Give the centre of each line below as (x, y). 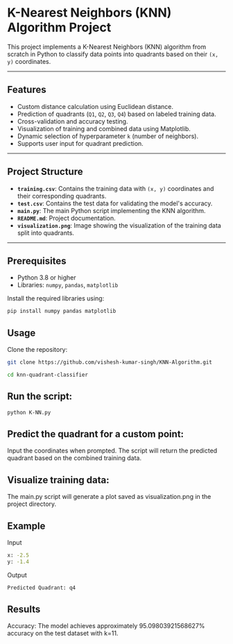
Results (24, 609)
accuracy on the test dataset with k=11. (63, 634)
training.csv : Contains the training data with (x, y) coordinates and (115, 188)
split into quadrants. (46, 232)
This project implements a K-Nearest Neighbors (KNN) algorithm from (107, 46)
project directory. (32, 504)
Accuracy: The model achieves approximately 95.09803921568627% (106, 626)
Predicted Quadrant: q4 (42, 588)
